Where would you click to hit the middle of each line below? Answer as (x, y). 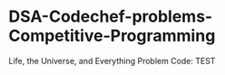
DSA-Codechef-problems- (111, 17)
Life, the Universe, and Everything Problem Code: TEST (112, 61)
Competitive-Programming (112, 36)
